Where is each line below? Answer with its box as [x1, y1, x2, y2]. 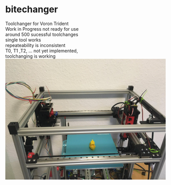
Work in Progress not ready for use [5, 26, 79, 32]
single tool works [5, 37, 41, 43]
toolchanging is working [5, 53, 56, 59]
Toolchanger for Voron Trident [5, 20, 69, 27]
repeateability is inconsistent [5, 42, 66, 48]
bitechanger [5, 4, 59, 15]
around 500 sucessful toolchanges [5, 31, 78, 37]
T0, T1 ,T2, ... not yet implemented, [5, 48, 78, 54]
